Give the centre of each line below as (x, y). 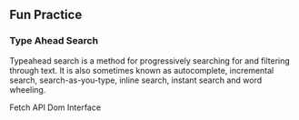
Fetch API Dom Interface (55, 107)
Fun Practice (46, 15)
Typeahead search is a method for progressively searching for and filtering (150, 60)
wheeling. (28, 89)
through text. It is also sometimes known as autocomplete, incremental (142, 70)
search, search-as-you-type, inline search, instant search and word (136, 80)
